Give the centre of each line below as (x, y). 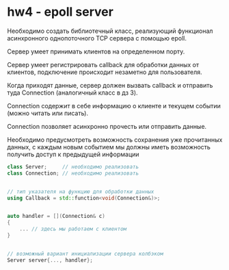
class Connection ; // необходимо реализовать (73, 173)
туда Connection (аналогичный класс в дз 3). (72, 93)
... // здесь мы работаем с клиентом (73, 229)
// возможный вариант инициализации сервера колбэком (85, 254)
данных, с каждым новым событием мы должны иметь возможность (109, 147)
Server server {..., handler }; (50, 260)
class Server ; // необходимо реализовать (73, 167)
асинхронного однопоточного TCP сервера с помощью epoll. (97, 38)
